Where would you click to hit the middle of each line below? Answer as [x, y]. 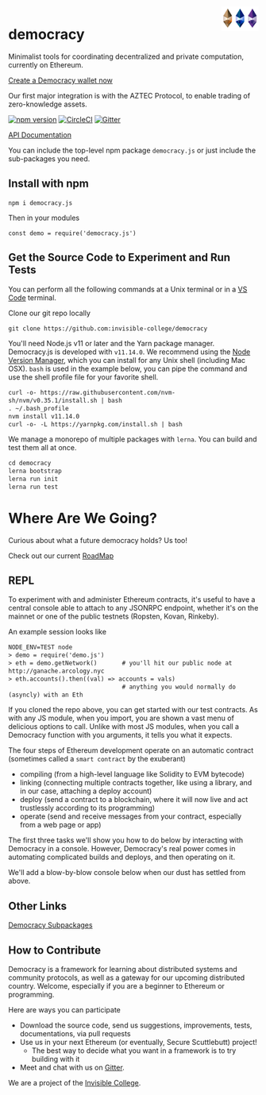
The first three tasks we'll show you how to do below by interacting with [126, 840]
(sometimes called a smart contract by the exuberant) [97, 759]
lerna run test [33, 487]
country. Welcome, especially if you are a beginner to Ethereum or [116, 985]
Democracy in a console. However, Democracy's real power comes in [122, 849]
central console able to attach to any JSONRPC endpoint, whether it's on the [133, 608]
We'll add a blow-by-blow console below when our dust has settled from [127, 873]
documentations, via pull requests [75, 1033]
